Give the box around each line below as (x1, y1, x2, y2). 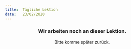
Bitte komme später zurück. (54, 39, 110, 45)
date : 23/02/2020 (5, 12, 45, 17)
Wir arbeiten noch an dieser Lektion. (38, 28, 127, 35)
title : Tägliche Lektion (5, 7, 58, 12)
